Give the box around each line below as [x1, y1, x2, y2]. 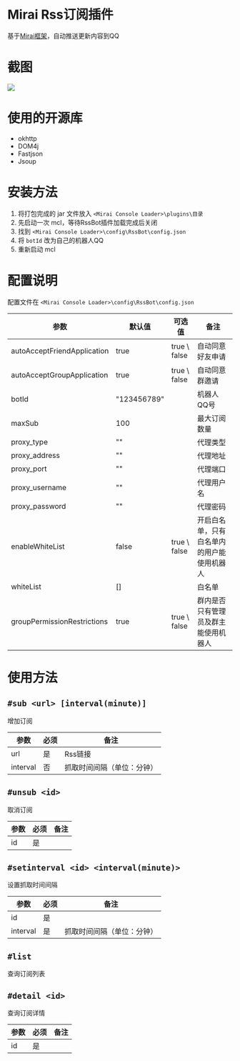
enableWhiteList [11, 541, 66, 551]
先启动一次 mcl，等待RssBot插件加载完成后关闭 [17, 218, 158, 226]
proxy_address [11, 450, 61, 460]
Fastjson [17, 149, 44, 158]
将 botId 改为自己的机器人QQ [17, 236, 104, 244]
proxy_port [11, 464, 47, 474]
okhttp [17, 134, 37, 143]
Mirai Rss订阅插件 [7, 6, 114, 23]
